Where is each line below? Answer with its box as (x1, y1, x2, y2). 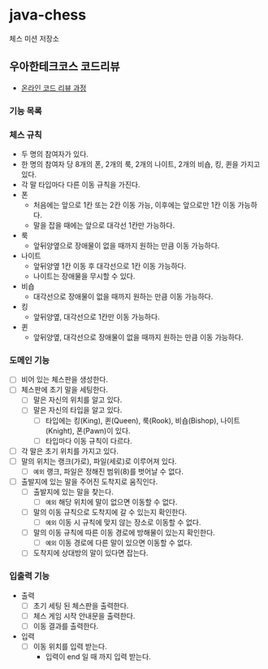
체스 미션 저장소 (9, 33, 60, 43)
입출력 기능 (9, 571, 50, 582)
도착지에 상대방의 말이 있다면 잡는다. (32, 548, 149, 558)
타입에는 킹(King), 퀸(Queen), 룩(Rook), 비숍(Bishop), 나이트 (45, 415, 240, 425)
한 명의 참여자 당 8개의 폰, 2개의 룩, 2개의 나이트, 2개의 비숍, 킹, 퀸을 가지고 (20, 159, 261, 168)
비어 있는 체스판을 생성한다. (20, 374, 109, 384)
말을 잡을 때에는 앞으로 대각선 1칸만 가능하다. (32, 220, 175, 230)
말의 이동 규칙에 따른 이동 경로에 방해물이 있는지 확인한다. (32, 527, 216, 538)
